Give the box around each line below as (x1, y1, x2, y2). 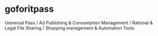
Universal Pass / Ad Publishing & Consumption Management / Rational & (4, 20, 153, 26)
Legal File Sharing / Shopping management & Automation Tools (4, 25, 135, 31)
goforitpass (4, 3, 54, 15)
